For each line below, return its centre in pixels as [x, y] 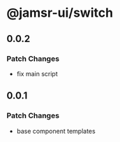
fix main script [37, 73]
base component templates [56, 131]
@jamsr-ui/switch [60, 13]
